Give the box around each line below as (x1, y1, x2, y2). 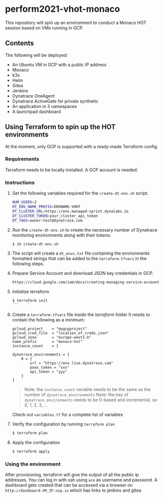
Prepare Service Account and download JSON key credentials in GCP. (12, 270, 154, 276)
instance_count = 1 (12, 343, 59, 349)
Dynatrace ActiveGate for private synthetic (12, 98, 99, 104)
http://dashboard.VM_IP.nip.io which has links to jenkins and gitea (5, 487, 141, 494)
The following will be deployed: (5, 52, 68, 58)
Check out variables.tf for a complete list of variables (12, 412, 123, 418)
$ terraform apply (12, 449, 50, 454)
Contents (5, 39, 34, 48)
